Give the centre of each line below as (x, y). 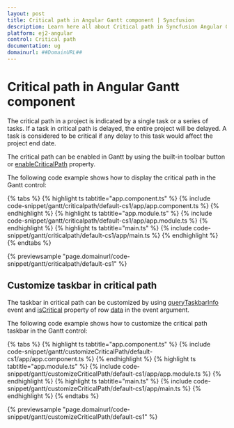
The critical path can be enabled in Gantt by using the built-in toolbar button (116, 157)
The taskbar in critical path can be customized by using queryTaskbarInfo (113, 302)
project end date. (32, 143)
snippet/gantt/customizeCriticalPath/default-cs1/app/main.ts (94, 388)
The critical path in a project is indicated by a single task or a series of (108, 121)
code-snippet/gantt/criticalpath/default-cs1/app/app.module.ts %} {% (108, 221)
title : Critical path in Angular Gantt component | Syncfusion (101, 20)
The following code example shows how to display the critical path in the (111, 177)
